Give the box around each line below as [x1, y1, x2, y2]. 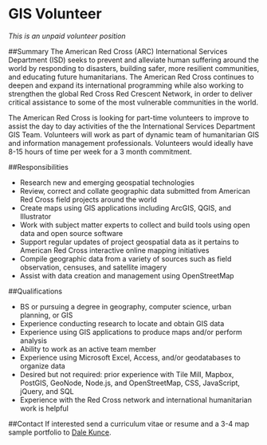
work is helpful [19, 404, 69, 413]
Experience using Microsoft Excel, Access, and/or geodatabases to [19, 352, 241, 362]
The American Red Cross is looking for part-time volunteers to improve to [8, 112, 249, 122]
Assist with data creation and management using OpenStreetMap [19, 270, 234, 280]
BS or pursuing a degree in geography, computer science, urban [19, 301, 232, 311]
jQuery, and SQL [19, 386, 74, 396]
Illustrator [19, 211, 52, 221]
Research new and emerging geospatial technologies [19, 177, 195, 187]
